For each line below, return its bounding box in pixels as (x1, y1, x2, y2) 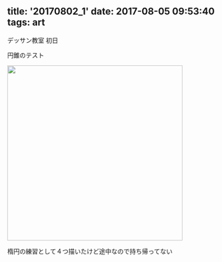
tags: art (7, 17, 46, 29)
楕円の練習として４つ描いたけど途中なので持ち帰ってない (7, 247, 173, 255)
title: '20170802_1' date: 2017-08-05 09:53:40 (7, 6, 215, 18)
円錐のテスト (7, 50, 44, 59)
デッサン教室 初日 (7, 36, 58, 44)
